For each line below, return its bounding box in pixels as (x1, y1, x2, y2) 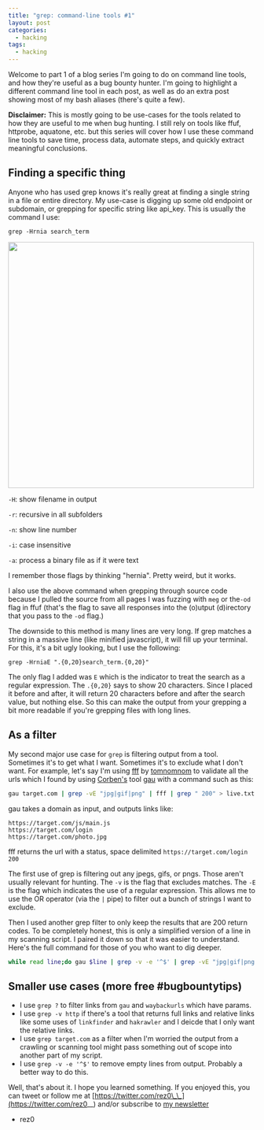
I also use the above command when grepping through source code (8, 586, 228, 595)
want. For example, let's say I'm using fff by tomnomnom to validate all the (8, 765, 249, 776)
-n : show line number (8, 524, 77, 534)
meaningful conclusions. (8, 143, 88, 153)
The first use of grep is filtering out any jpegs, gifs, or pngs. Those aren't (8, 869, 244, 878)
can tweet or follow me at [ (8, 1091, 95, 1101)
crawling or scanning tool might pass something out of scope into (19, 1043, 233, 1052)
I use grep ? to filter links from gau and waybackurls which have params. (19, 1001, 251, 1010)
